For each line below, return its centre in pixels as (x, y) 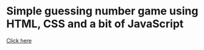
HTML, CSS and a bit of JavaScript (95, 24)
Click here (19, 40)
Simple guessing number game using (102, 11)
